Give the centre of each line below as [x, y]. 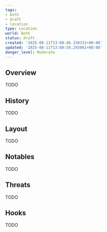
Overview [21, 73]
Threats [18, 185]
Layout [16, 129]
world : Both [18, 33]
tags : [11, 10]
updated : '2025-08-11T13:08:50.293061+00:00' [54, 48]
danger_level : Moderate [30, 52]
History [17, 101]
